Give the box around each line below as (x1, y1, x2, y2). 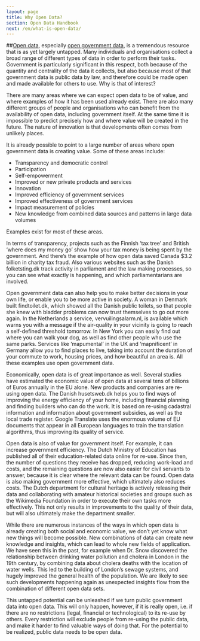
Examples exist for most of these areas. (6, 228, 103, 235)
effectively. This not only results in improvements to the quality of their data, (6, 503, 193, 511)
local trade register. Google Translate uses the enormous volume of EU (6, 415, 181, 423)
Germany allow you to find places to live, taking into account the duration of (6, 347, 193, 354)
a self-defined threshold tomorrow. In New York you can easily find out (6, 327, 180, 335)
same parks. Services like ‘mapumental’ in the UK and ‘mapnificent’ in (6, 341, 178, 348)
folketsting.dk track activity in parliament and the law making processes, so (6, 265, 192, 272)
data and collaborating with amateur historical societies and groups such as (6, 491, 192, 498)
